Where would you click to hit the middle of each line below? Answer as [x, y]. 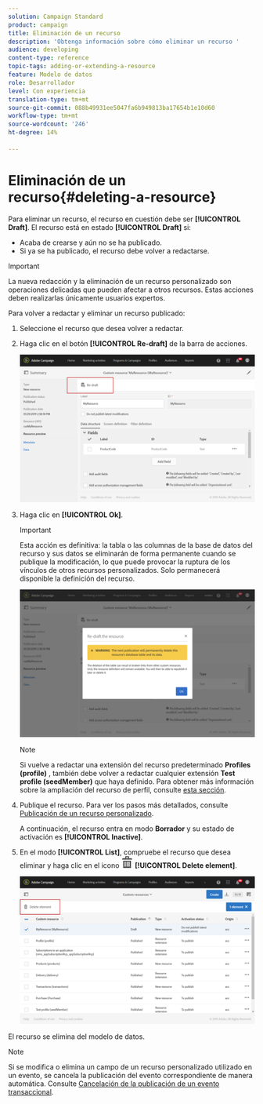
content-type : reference [49, 58]
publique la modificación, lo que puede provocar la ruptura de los [125, 562]
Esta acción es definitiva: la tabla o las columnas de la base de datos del [136, 545]
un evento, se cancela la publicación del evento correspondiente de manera [130, 1075]
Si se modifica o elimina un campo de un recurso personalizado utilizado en [130, 1066]
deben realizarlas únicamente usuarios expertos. [87, 297]
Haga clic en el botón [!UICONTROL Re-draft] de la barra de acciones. [133, 343]
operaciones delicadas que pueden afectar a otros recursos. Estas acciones [131, 290]
